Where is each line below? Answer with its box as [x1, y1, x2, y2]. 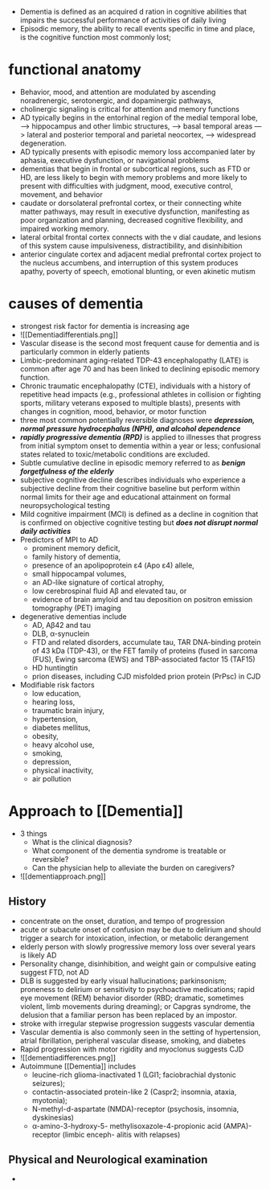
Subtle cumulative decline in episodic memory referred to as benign [19, 457, 246, 467]
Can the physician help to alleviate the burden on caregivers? [31, 863, 235, 872]
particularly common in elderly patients [19, 346, 150, 356]
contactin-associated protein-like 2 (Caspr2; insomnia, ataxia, [31, 1087, 237, 1097]
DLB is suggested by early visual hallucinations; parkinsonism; [19, 976, 227, 986]
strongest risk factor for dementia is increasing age [19, 321, 190, 330]
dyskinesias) [31, 1113, 75, 1122]
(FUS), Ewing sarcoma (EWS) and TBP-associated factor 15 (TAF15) [31, 654, 256, 664]
